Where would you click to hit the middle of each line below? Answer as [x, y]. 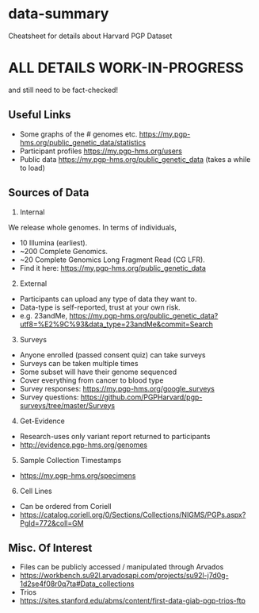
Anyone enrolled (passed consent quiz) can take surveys [112, 355]
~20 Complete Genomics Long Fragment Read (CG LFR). [112, 260]
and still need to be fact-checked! [63, 90]
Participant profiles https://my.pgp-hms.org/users [101, 151]
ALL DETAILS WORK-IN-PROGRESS [126, 68]
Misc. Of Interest [50, 547]
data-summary [59, 14]
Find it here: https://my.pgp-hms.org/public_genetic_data [112, 268]
